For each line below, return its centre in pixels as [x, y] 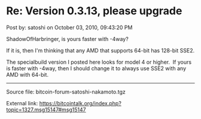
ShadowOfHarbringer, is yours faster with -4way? [67, 39]
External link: [22, 103]
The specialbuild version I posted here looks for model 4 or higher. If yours [99, 62]
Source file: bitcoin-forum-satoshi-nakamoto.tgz [66, 92]
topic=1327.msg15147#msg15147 [46, 109]
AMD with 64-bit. [28, 74]
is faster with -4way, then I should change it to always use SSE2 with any [96, 68]
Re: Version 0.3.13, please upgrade [94, 11]
